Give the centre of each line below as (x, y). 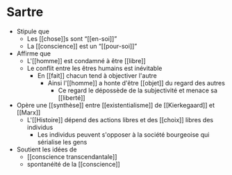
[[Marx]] (28, 112)
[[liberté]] (72, 97)
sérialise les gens (62, 142)
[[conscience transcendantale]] (72, 156)
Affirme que (34, 53)
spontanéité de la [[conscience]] (74, 164)
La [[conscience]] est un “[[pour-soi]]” (82, 46)
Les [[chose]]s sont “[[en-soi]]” (72, 38)
